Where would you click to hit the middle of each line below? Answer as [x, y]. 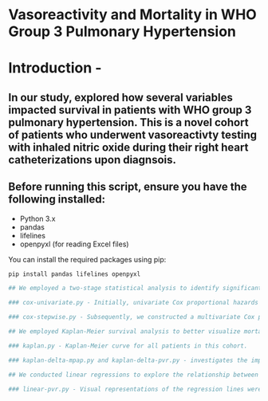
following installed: [57, 200]
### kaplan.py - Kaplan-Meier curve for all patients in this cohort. [128, 346]
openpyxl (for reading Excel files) [74, 244]
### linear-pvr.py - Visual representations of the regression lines [126, 389]
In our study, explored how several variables [120, 97]
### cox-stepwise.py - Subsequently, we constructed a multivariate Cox [132, 317]
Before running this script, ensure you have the [128, 187]
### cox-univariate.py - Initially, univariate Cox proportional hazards [134, 303]
